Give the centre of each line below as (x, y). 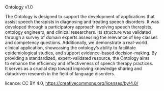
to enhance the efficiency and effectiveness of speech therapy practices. (79, 63)
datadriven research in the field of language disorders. (60, 74)
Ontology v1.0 (19, 7)
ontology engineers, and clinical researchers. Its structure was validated (78, 32)
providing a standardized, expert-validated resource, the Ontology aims (77, 58)
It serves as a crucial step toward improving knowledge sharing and (74, 68)
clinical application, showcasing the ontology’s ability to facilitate (70, 48)
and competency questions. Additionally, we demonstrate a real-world (76, 43)
